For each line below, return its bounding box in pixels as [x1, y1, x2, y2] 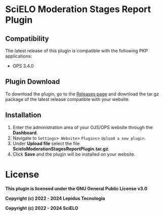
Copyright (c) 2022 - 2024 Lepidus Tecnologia [5, 195, 105, 201]
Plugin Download [5, 77, 60, 86]
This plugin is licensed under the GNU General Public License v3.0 [5, 185, 148, 191]
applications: [5, 53, 32, 59]
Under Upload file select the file [12, 140, 80, 146]
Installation [5, 111, 42, 120]
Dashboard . [12, 130, 38, 136]
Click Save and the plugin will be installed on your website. [12, 151, 136, 157]
